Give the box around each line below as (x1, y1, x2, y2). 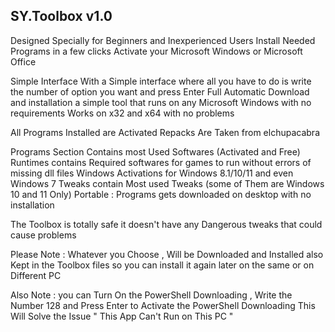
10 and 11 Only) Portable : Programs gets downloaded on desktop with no (10, 188, 312, 200)
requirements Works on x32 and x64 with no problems (10, 107, 235, 119)
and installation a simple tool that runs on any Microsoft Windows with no (10, 96, 312, 108)
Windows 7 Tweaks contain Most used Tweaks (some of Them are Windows (10, 177, 325, 189)
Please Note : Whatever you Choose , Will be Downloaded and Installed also (10, 248, 324, 260)
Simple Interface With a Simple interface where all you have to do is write (10, 75, 312, 87)
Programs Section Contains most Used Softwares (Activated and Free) (10, 145, 301, 158)
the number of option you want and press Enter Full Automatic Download (10, 85, 310, 98)
